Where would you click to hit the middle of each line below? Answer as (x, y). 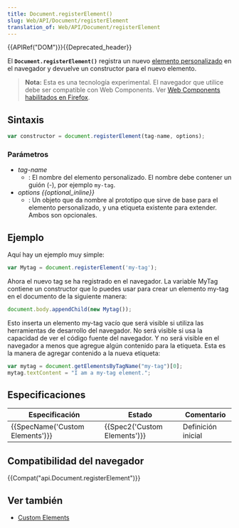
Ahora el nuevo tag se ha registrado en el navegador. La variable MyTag (113, 281)
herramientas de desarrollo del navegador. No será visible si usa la (105, 330)
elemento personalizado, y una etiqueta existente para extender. (122, 208)
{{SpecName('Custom (48, 427)
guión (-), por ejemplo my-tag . (72, 185)
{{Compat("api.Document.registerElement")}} (74, 478)
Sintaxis (26, 120)
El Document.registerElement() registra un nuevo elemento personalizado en (119, 61)
